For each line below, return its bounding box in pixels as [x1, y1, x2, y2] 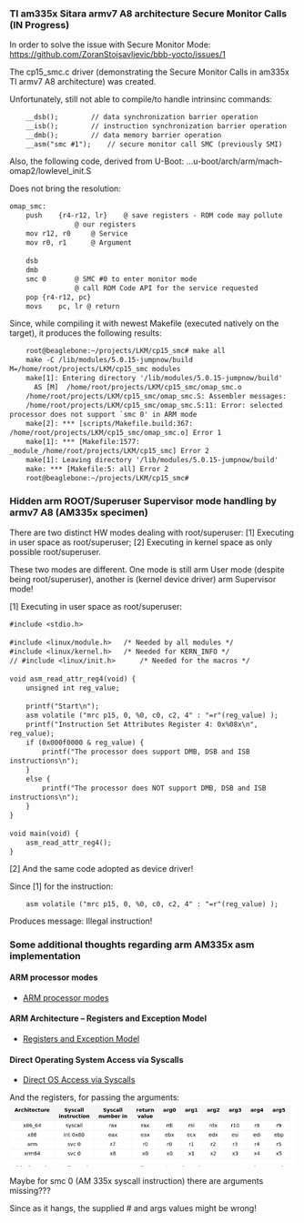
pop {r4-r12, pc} [25, 293, 92, 302]
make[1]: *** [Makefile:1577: [25, 438, 141, 447]
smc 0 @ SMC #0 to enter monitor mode [25, 275, 198, 284]
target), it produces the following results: [9, 328, 162, 339]
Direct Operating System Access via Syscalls [9, 1054, 184, 1065]
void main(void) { [9, 829, 79, 838]
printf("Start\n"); [25, 702, 100, 711]
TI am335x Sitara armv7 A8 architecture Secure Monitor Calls [9, 7, 288, 20]
